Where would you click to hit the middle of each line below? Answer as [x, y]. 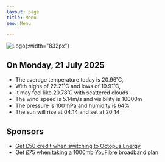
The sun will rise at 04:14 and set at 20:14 [67, 112]
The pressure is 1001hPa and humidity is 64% [72, 106]
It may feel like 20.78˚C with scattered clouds [72, 93]
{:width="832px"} [47, 46]
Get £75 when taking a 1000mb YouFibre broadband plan [87, 152]
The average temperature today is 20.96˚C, [69, 80]
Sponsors [25, 131]
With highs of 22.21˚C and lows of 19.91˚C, [68, 86]
